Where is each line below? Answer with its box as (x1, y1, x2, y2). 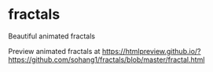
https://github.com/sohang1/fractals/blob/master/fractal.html (8, 55, 205, 64)
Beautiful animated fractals (8, 31, 96, 41)
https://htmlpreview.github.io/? (101, 46, 201, 56)
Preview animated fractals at (8, 46, 101, 56)
